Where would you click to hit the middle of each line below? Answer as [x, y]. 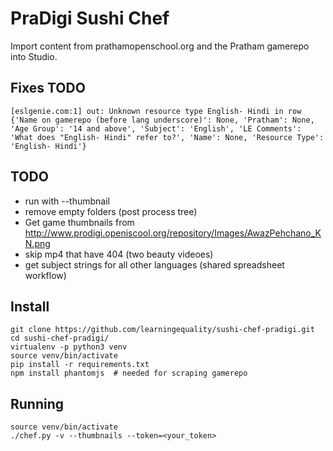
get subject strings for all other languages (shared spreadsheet [154, 264]
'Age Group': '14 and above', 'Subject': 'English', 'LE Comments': [156, 128]
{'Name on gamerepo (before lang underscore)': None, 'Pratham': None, [162, 120]
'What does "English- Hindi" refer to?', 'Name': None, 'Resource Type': [167, 137]
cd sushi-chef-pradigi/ [60, 338]
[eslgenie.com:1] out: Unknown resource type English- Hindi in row [156, 111]
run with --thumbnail [67, 201]
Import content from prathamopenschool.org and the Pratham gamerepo [160, 46]
